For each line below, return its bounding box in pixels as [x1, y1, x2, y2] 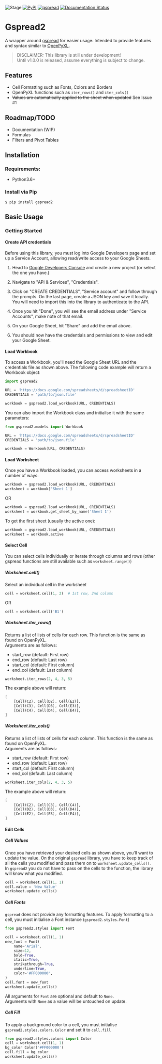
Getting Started [5, 227, 42, 234]
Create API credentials [5, 239, 52, 245]
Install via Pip [5, 189, 37, 195]
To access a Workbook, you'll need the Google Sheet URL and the [5, 359, 137, 365]
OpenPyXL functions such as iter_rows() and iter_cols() [12, 89, 129, 95]
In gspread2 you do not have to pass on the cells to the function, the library [5, 865, 153, 871]
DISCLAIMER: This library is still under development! [16, 52, 121, 58]
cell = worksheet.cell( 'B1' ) [5, 609, 64, 614]
